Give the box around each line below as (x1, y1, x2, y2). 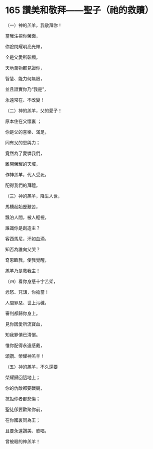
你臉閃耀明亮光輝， (5, 43, 45, 49)
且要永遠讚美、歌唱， (5, 427, 49, 433)
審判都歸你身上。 (5, 310, 40, 316)
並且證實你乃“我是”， (5, 86, 49, 92)
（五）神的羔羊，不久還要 (5, 364, 58, 370)
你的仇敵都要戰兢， (5, 385, 45, 391)
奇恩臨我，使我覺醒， (5, 257, 49, 263)
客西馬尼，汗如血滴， (5, 236, 49, 242)
